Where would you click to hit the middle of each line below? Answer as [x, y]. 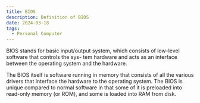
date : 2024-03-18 [28, 23]
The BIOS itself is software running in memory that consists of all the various [100, 75]
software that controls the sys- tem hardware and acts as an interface [92, 57]
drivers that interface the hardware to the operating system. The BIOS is [94, 82]
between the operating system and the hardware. [67, 64]
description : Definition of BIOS [48, 17]
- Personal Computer [37, 34]
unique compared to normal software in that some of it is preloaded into [94, 88]
